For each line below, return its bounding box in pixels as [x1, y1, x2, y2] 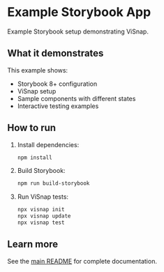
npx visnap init [17, 206, 65, 213]
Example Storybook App [7, 4, 151, 20]
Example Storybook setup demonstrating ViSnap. [7, 27, 149, 36]
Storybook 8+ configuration [17, 80, 98, 88]
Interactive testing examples [17, 102, 99, 110]
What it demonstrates [7, 47, 104, 59]
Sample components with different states [17, 94, 136, 103]
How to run [7, 122, 57, 134]
